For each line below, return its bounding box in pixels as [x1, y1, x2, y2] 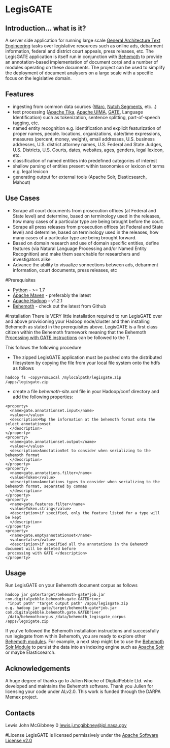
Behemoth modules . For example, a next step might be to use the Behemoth [5, 639, 164, 645]
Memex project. [5, 694, 38, 700]
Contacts [5, 709, 36, 717]
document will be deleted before [5, 546, 76, 551]
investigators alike [12, 256, 51, 262]
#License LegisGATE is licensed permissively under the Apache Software [5, 732, 159, 738]
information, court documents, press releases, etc [12, 267, 118, 273]
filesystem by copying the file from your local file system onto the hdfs [12, 359, 160, 366]
